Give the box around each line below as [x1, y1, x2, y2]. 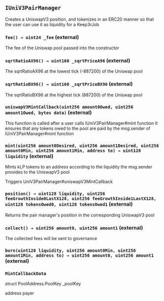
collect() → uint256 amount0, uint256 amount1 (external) [5, 224, 143, 231]
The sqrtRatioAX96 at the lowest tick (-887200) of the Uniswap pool [5, 68, 143, 74]
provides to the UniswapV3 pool [5, 169, 70, 175]
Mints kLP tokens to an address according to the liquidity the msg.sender [5, 164, 153, 170]
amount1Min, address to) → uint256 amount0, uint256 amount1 [5, 252, 154, 258]
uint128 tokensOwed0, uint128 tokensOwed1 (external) [5, 201, 133, 208]
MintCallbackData [5, 271, 47, 276]
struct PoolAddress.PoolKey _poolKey [5, 281, 81, 287]
